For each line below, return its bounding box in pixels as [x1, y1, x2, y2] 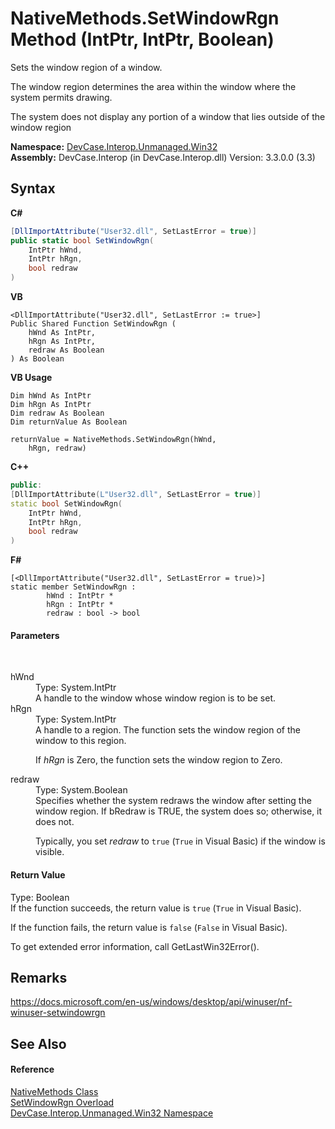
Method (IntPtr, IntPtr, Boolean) [10, 28, 275, 51]
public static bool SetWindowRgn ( [10, 235, 155, 246]
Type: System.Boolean [35, 784, 128, 796]
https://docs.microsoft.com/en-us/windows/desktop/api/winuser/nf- [10, 996, 293, 1008]
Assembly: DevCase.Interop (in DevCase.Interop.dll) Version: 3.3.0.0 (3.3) [10, 151, 316, 163]
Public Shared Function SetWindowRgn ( [10, 319, 177, 329]
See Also [10, 1035, 67, 1052]
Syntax [10, 180, 56, 197]
